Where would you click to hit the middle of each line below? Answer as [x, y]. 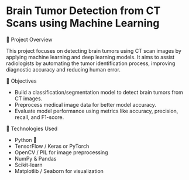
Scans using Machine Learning [83, 23]
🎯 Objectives [21, 81]
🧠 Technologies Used [32, 128]
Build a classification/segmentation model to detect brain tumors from [99, 92]
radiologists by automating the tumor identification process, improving [91, 63]
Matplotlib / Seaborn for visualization [59, 171]
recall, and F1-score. [39, 117]
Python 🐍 [25, 140]
